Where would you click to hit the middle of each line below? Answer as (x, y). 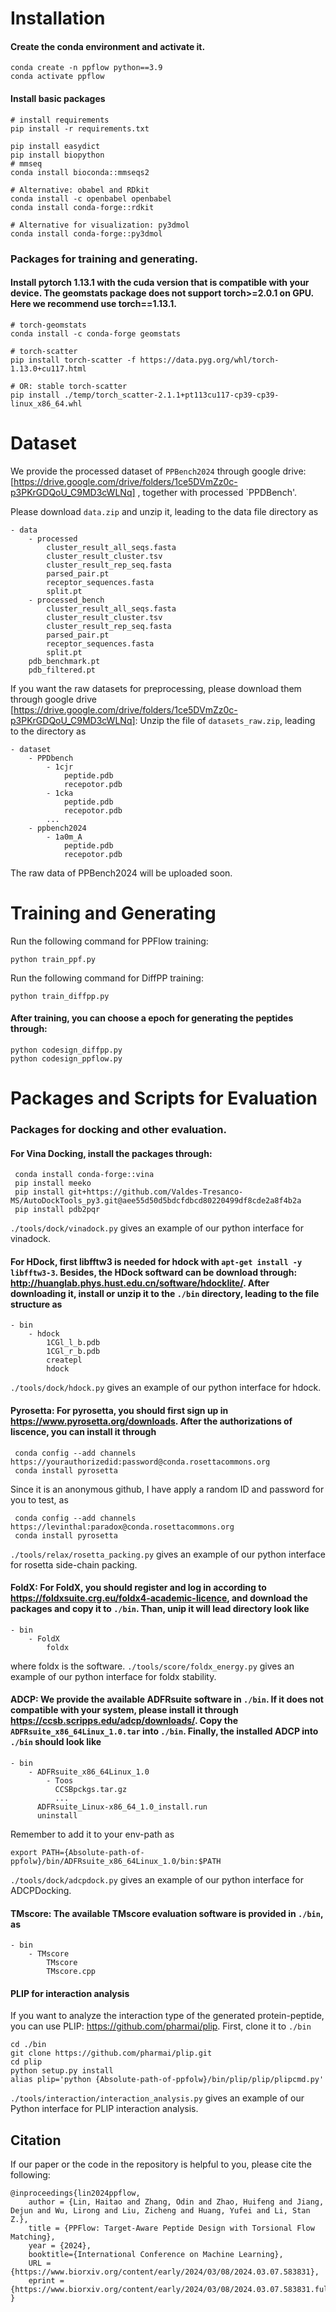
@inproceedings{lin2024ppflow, (75, 2193)
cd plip (26, 2062)
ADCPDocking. (41, 1890)
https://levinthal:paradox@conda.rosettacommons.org (122, 1527)
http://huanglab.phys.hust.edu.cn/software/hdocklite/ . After (140, 1283)
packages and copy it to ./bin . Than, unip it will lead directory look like (160, 1609)
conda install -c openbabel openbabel (91, 198)
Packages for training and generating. (104, 259)
